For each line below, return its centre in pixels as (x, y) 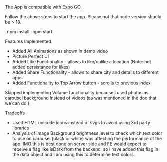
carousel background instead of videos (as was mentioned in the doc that (81, 98)
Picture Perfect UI (31, 56)
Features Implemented (28, 41)
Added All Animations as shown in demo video (60, 51)
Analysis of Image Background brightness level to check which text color (87, 133)
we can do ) (17, 103)
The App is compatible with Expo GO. (44, 7)
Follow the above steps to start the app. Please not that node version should (83, 17)
